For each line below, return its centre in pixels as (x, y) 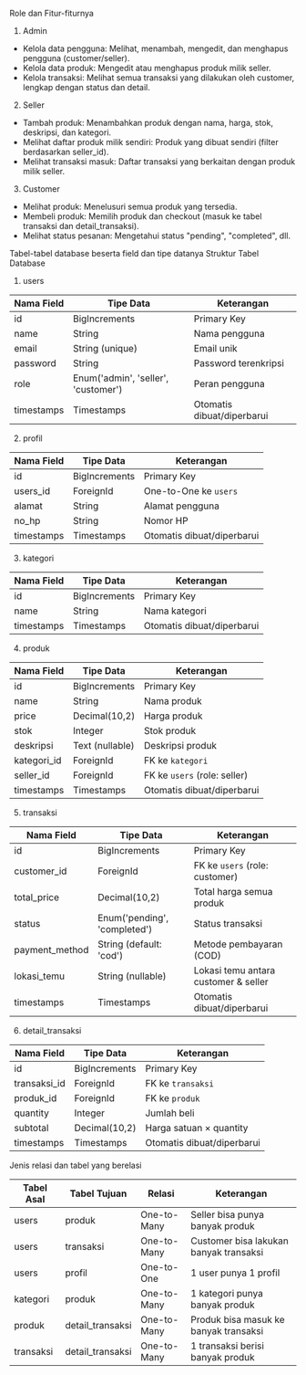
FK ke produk (173, 1098)
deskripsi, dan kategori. (67, 132)
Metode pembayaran (238, 944)
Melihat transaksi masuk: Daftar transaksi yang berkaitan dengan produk (159, 162)
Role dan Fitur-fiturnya (51, 13)
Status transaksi (228, 924)
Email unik (216, 348)
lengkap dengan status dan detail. (86, 87)
